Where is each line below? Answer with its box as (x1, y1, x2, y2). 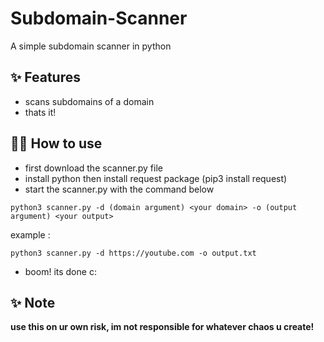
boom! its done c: (24, 265, 97, 277)
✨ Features (10, 69, 81, 86)
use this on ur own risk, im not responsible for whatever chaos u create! (10, 321, 315, 333)
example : (10, 228, 51, 241)
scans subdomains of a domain (24, 95, 155, 107)
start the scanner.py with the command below (24, 183, 215, 195)
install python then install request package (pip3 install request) (24, 172, 288, 184)
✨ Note (10, 294, 56, 311)
